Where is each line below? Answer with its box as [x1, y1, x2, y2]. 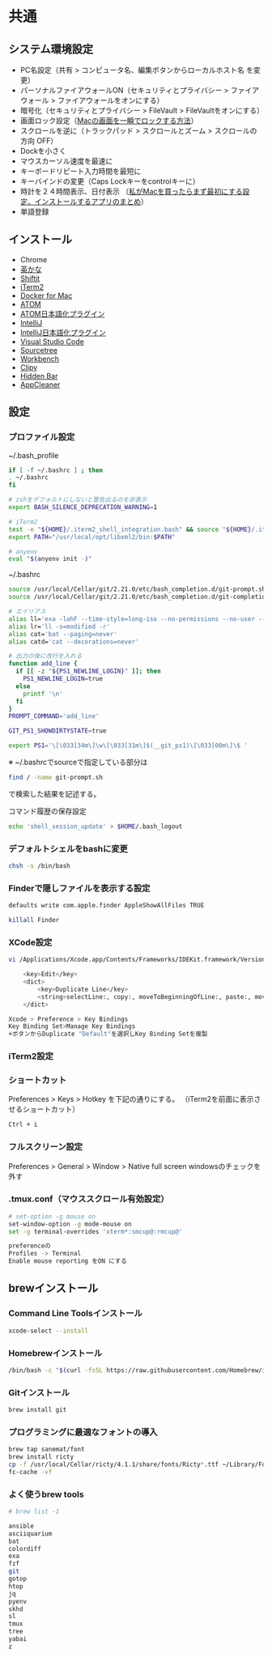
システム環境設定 [8, 42, 94, 56]
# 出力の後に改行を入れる [8, 652, 83, 661]
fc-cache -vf [8, 1468, 53, 1476]
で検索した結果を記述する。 [8, 788, 101, 798]
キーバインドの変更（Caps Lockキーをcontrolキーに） [19, 176, 200, 186]
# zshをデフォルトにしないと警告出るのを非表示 [8, 495, 147, 504]
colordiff [8, 1544, 42, 1553]
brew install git [8, 1406, 67, 1414]
